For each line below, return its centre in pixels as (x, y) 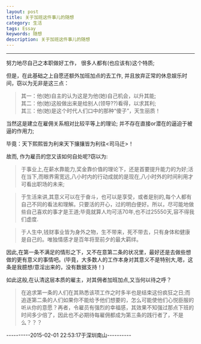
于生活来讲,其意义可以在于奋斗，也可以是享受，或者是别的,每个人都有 (106, 197)
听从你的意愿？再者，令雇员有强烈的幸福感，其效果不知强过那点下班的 (107, 308)
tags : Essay (21, 28)
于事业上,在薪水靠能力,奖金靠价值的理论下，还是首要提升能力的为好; (104, 169)
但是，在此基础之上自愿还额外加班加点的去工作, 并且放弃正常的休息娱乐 (94, 76)
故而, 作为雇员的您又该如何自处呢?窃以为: (57, 156)
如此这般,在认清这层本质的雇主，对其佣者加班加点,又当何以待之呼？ (89, 280)
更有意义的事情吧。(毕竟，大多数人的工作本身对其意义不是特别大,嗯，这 (105, 260)
